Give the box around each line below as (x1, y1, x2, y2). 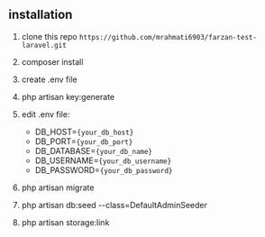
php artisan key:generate (21, 91, 115, 102)
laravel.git (21, 41, 67, 50)
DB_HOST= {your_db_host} (34, 126, 134, 137)
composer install (21, 56, 84, 67)
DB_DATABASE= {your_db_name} (34, 145, 153, 156)
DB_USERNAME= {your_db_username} (34, 155, 172, 166)
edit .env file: (21, 108, 70, 120)
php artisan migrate (21, 182, 95, 193)
